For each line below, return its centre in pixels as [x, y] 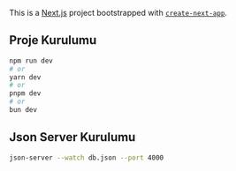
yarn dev [25, 77]
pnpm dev [25, 93]
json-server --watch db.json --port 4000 [87, 158]
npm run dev [31, 61]
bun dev [23, 110]
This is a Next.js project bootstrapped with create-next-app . [118, 13]
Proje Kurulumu [53, 40]
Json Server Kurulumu [72, 137]
